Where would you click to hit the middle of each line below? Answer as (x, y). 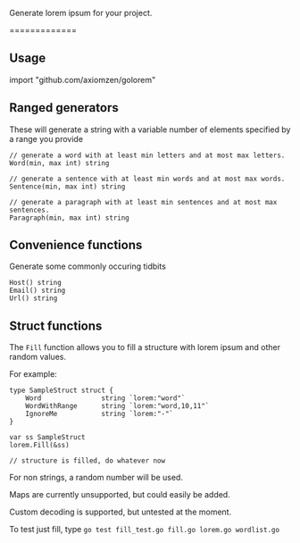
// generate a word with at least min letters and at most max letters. (147, 155)
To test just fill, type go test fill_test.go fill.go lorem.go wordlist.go (144, 530)
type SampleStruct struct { (62, 391)
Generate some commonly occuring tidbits (88, 266)
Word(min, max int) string (59, 163)
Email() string (37, 291)
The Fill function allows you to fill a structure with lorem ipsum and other (145, 347)
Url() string (33, 298)
